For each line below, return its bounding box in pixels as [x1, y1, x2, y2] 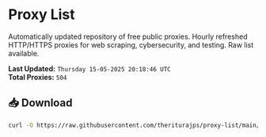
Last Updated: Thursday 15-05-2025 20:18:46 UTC [8, 63, 172, 73]
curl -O [8, 121, 34, 129]
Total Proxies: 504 [8, 72, 67, 82]
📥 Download [8, 97, 73, 110]
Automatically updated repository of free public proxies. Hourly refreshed [8, 32, 248, 41]
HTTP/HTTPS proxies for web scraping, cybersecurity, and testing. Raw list [8, 40, 254, 49]
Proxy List [8, 6, 75, 24]
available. [8, 48, 40, 58]
